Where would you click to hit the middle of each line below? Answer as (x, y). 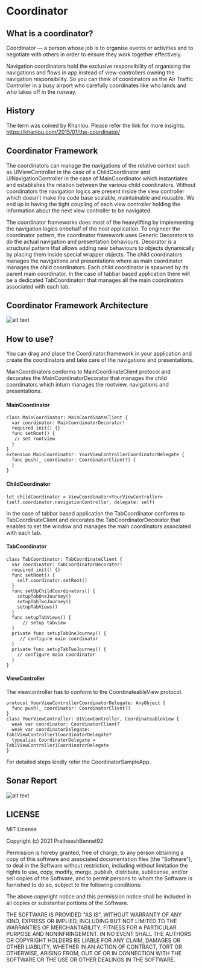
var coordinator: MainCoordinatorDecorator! (68, 423)
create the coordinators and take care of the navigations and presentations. (100, 360)
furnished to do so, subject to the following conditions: (74, 885)
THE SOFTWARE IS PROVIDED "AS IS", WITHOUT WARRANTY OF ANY (94, 914)
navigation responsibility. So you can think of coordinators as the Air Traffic (100, 79)
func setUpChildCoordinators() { (54, 591)
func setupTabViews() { (41, 617)
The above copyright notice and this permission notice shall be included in (99, 896)
